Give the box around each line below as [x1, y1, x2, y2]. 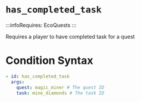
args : [11, 79, 25, 85]
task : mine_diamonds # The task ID [16, 90, 105, 96]
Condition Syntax [5, 54, 93, 68]
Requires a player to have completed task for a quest [5, 33, 135, 40]
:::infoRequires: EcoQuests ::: [5, 21, 77, 28]
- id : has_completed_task [5, 73, 70, 79]
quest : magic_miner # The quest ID [16, 84, 105, 90]
